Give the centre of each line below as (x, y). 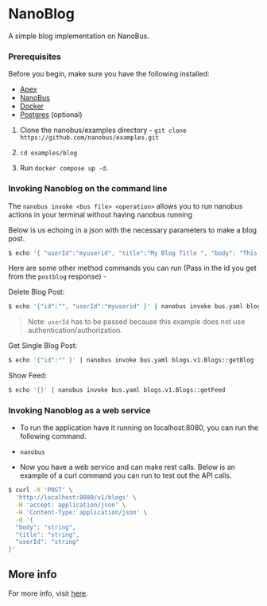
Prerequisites (35, 57)
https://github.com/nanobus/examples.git (89, 138)
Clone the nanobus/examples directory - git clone (103, 130)
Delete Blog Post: (37, 292)
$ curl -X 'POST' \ (41, 491)
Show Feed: (28, 376)
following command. (53, 436)
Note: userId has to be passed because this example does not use (136, 322)
